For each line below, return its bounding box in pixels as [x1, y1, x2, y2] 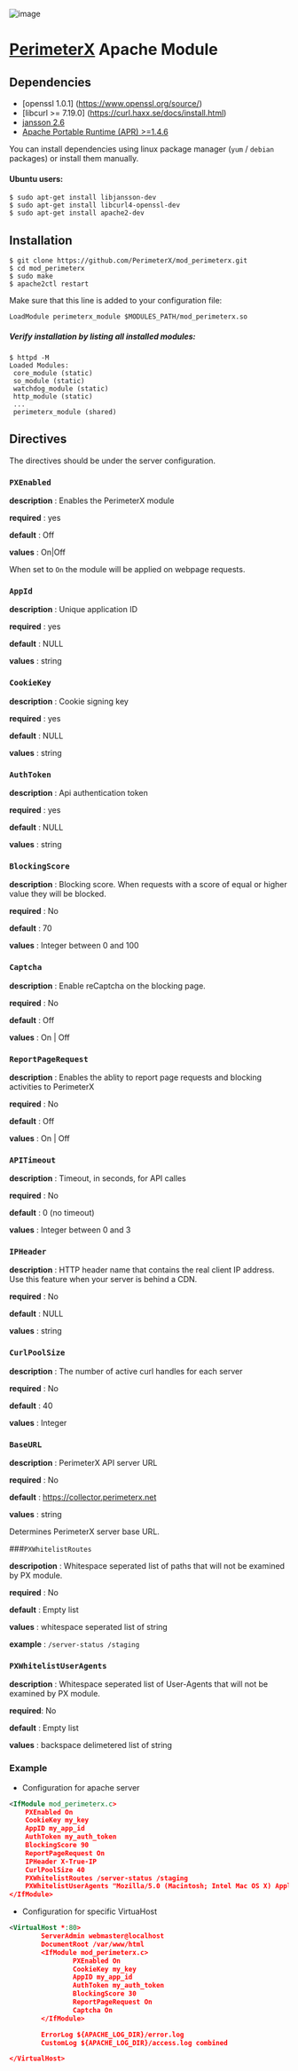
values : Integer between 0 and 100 [9, 941, 139, 951]
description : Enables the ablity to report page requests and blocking [9, 1072, 263, 1083]
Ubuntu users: [9, 173, 64, 184]
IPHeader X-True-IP [25, 1857, 98, 1866]
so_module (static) [12, 376, 86, 385]
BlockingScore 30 [72, 1989, 137, 1998]
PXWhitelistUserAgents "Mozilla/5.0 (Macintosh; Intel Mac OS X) [25, 1882, 272, 1891]
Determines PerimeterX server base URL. [9, 1526, 160, 1537]
